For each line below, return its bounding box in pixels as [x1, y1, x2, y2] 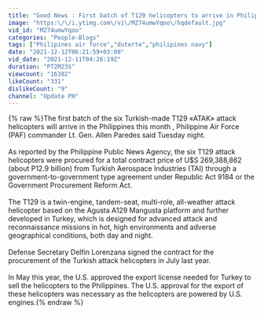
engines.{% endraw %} [8, 298, 84, 307]
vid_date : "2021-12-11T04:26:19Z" [8, 56, 122, 64]
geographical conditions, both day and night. [8, 231, 153, 240]
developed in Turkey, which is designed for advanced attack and [8, 214, 218, 224]
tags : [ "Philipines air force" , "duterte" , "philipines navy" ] [8, 41, 213, 49]
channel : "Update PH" [8, 92, 79, 100]
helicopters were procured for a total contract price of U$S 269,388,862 [8, 155, 242, 165]
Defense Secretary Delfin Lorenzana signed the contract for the [8, 247, 214, 257]
